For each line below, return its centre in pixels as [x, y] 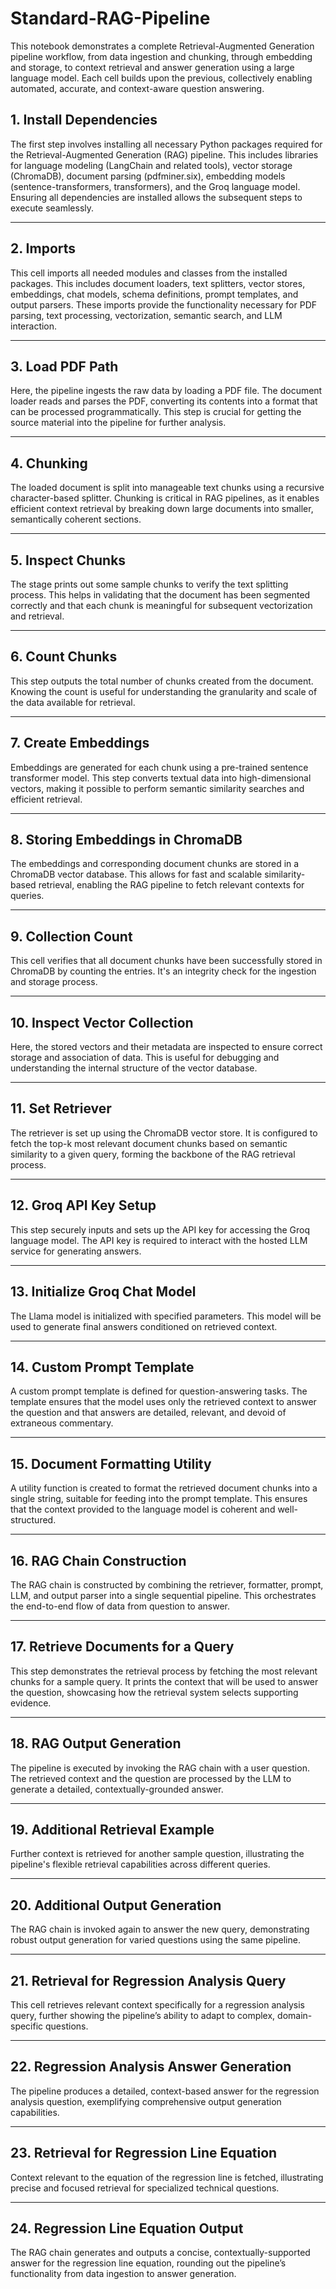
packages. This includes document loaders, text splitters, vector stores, [158, 283]
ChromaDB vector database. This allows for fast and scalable [136, 874]
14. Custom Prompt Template [102, 1367]
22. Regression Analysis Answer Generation [151, 2067]
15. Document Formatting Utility [111, 1463]
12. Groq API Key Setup [83, 1205]
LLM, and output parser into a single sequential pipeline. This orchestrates [163, 1595]
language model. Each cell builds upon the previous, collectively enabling [161, 78]
